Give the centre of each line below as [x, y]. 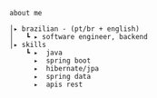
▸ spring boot [62, 61]
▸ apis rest [58, 84]
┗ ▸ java [44, 53]
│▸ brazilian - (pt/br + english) [75, 29]
